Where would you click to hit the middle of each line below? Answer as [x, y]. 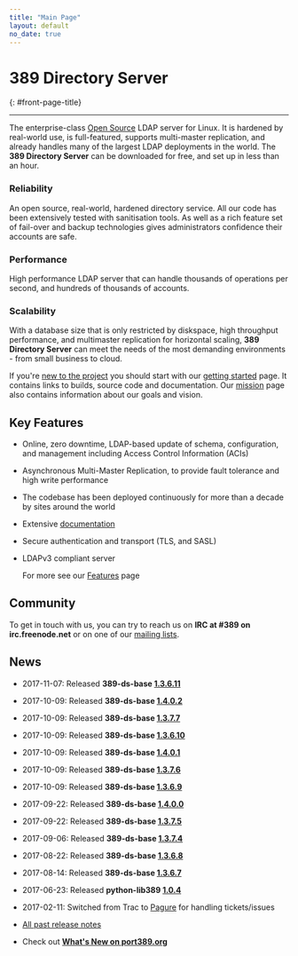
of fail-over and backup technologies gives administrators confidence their [146, 226]
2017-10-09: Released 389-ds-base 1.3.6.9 [102, 786]
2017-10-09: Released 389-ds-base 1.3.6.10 [103, 735]
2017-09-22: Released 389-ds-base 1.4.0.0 [103, 803]
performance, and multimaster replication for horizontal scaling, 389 [134, 340]
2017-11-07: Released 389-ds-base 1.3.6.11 [101, 683]
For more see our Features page [81, 576]
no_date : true [35, 34]
